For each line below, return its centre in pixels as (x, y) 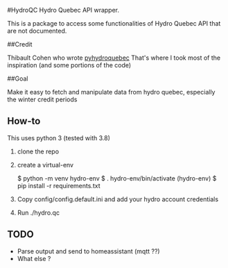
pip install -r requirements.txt (59, 185)
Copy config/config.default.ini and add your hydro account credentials (118, 199)
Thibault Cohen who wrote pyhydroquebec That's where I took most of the (114, 58)
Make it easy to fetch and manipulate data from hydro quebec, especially (111, 92)
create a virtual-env (45, 165)
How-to (24, 121)
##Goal (18, 78)
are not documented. (37, 31)
